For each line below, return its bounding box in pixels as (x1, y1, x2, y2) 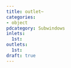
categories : (6, 14, 36, 20)
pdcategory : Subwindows (6, 25, 66, 31)
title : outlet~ (6, 8, 44, 15)
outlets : (6, 42, 28, 48)
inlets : (6, 31, 26, 37)
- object (6, 20, 28, 25)
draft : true (6, 53, 36, 59)
